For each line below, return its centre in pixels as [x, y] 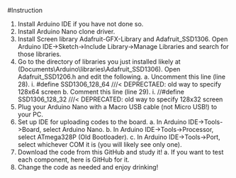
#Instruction [25, 10]
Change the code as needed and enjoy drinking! [88, 167]
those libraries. [39, 54]
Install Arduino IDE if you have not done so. [80, 24]
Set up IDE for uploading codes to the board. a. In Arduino [102, 122]
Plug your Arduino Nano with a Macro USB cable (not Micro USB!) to [117, 107]
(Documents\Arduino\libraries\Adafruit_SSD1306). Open [99, 69]
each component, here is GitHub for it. [73, 160]
